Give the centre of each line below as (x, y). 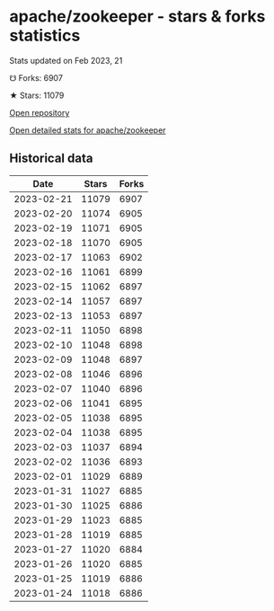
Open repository (40, 112)
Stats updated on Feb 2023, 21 (66, 60)
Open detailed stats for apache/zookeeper (88, 130)
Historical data (51, 159)
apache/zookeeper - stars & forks (137, 17)
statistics (45, 35)
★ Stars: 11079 (37, 95)
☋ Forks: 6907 (36, 77)
